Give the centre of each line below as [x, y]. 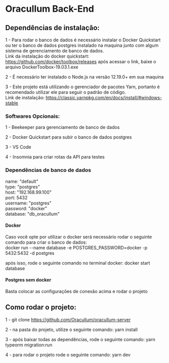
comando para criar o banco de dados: [46, 242]
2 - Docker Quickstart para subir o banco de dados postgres [69, 137]
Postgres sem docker [28, 280]
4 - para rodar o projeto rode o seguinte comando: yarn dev [68, 354]
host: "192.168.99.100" [29, 192]
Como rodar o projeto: [41, 307]
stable [12, 103]
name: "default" [22, 181]
